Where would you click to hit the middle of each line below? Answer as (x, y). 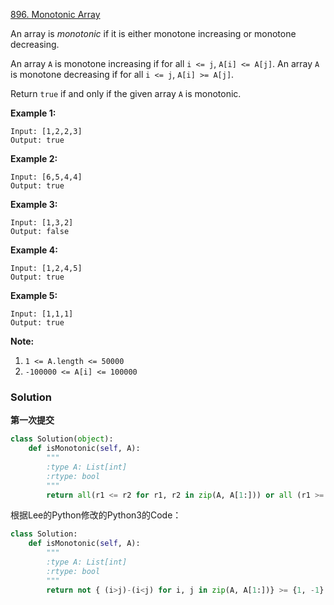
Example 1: (33, 113)
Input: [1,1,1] (42, 314)
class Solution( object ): (62, 439)
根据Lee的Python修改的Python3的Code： (96, 515)
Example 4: (34, 250)
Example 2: (34, 158)
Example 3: (34, 204)
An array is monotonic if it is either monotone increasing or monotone (153, 33)
